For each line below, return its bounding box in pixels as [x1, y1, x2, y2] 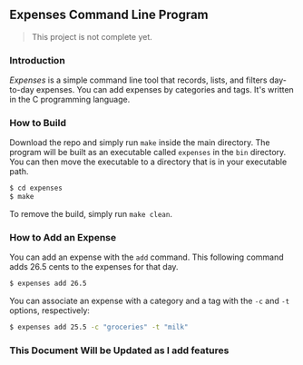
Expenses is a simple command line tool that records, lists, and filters [9, 74, 268, 85]
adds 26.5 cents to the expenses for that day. [9, 261, 179, 272]
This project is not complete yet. [31, 31, 152, 42]
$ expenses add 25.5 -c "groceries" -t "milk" [9, 322, 189, 332]
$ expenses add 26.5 [9, 279, 88, 289]
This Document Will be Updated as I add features [9, 344, 230, 357]
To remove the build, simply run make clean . [9, 209, 172, 220]
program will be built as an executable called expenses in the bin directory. [9, 147, 287, 158]
